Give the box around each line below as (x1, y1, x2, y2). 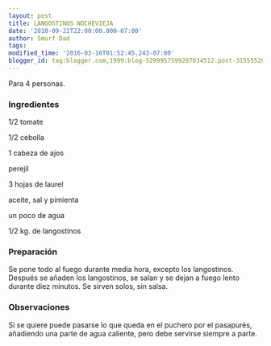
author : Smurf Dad (8, 34, 70, 43)
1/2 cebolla (8, 133, 44, 142)
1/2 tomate (8, 117, 44, 127)
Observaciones (8, 302, 70, 313)
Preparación (8, 246, 58, 257)
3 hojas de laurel (8, 179, 64, 189)
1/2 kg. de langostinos (8, 226, 81, 236)
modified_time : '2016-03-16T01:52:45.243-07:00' (8, 49, 175, 57)
